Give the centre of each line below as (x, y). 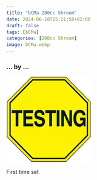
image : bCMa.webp (28, 45)
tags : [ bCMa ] (23, 32)
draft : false (23, 25)
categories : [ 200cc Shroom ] (42, 38)
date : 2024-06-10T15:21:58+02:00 (48, 19)
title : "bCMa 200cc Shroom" (42, 13)
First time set (23, 172)
